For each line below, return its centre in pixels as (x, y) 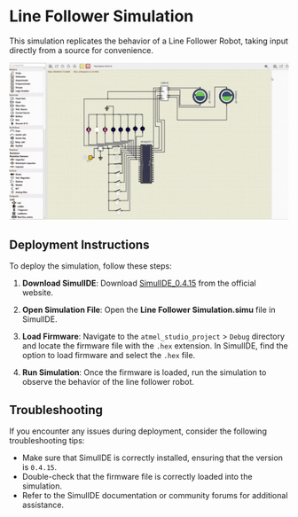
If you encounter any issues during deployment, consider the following (138, 431)
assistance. (43, 505)
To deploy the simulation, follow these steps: (91, 266)
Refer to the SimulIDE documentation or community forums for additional (155, 496)
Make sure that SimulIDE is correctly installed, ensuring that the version (153, 458)
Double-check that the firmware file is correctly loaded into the (137, 477)
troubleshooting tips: (47, 441)
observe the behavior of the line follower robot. (108, 382)
